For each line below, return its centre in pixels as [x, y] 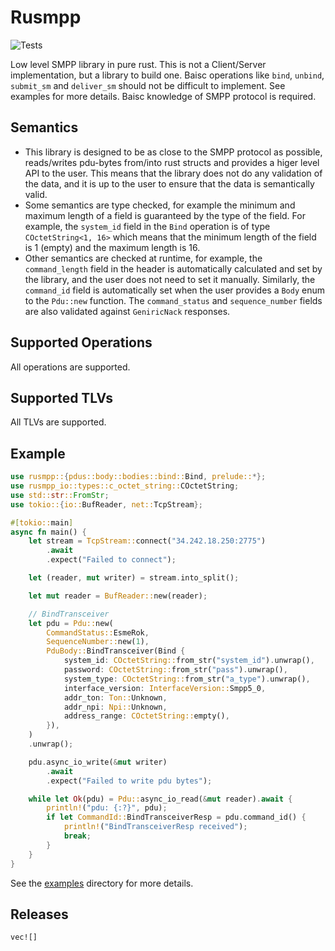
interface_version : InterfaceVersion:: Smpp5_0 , [165, 688]
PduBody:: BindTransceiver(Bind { [116, 651]
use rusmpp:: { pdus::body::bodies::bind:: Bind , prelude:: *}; [138, 477]
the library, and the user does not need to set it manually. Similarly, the [170, 279]
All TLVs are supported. [58, 422]
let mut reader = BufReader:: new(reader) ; [118, 596]
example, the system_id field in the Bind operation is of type [147, 226]
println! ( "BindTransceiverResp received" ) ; [155, 827]
